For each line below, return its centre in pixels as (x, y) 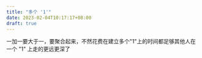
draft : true (21, 23)
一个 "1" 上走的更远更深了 (38, 49)
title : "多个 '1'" (29, 12)
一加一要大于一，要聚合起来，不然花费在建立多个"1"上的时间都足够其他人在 (101, 42)
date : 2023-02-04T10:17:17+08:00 (49, 18)
